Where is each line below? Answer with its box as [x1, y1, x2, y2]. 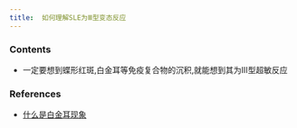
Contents [9, 42, 52, 55]
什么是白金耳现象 [22, 109, 87, 120]
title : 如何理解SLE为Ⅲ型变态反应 [9, 13, 127, 23]
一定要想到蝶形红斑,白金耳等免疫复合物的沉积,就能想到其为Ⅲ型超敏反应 [22, 64, 288, 75]
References [9, 87, 62, 100]
